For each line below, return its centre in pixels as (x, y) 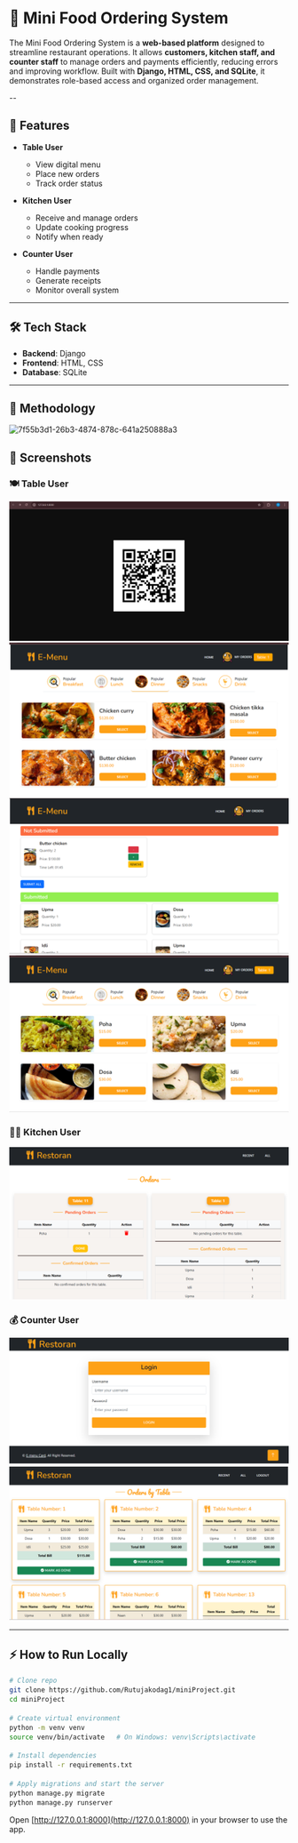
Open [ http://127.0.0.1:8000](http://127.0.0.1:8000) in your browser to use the (149, 1819)
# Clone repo (33, 1681)
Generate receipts (68, 280)
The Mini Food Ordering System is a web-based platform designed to (137, 43)
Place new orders (67, 173)
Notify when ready (69, 236)
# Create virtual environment (65, 1718)
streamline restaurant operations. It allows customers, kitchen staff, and (142, 52)
